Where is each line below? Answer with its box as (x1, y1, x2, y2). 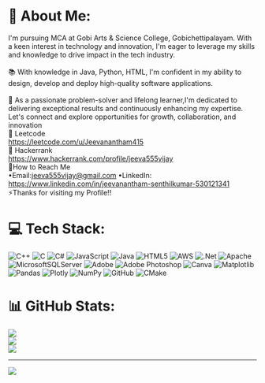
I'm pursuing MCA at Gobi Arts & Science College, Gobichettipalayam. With (8, 33, 252, 43)
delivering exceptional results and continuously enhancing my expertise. (8, 103, 244, 113)
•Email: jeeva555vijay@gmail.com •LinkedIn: (8, 170, 152, 180)
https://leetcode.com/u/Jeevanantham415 (8, 137, 144, 147)
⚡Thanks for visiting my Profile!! (8, 188, 112, 197)
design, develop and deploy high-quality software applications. (8, 78, 213, 87)
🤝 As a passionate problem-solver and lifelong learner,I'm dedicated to (8, 95, 238, 105)
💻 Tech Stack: (8, 220, 106, 238)
